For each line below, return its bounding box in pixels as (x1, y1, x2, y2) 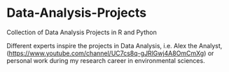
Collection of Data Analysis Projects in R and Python (6, 28, 157, 36)
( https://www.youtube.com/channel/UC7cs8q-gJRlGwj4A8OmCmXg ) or (6, 49, 214, 57)
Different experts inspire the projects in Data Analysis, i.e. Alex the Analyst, (6, 41, 223, 50)
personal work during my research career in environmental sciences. (6, 56, 205, 64)
